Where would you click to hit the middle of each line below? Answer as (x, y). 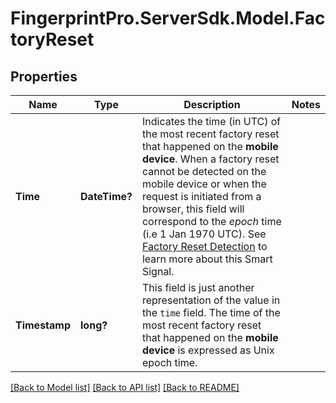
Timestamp (43, 325)
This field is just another (198, 287)
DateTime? (106, 196)
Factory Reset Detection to (204, 246)
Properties (44, 76)
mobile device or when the (204, 184)
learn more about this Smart (207, 259)
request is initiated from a (201, 196)
